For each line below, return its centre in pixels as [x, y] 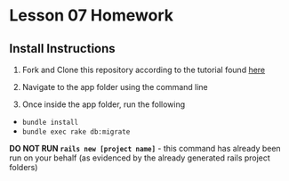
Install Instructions [62, 49]
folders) [24, 167]
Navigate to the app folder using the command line [115, 87]
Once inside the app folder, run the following [104, 104]
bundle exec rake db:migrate [76, 132]
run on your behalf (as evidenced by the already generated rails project [140, 158]
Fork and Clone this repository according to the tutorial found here [144, 70]
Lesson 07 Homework [91, 16]
